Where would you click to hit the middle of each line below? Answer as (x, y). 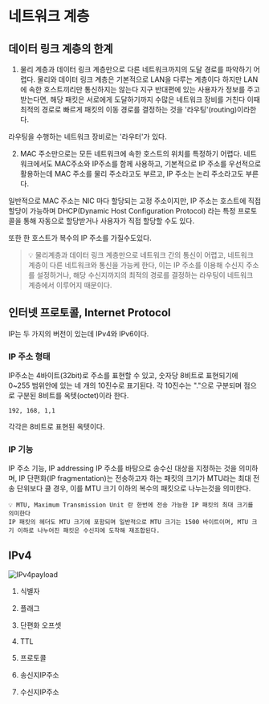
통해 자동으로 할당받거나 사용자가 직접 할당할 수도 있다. (109, 221)
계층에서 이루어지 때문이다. (70, 285)
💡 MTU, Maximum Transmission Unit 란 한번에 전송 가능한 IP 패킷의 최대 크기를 (131, 505)
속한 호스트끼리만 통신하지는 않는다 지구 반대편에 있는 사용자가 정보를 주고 (145, 90)
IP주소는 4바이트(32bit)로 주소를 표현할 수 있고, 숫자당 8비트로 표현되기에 (123, 376)
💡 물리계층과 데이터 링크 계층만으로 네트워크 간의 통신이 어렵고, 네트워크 (141, 255)
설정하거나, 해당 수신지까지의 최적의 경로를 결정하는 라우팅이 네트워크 (145, 275)
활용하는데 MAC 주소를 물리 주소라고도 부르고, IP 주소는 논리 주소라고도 (132, 174)
